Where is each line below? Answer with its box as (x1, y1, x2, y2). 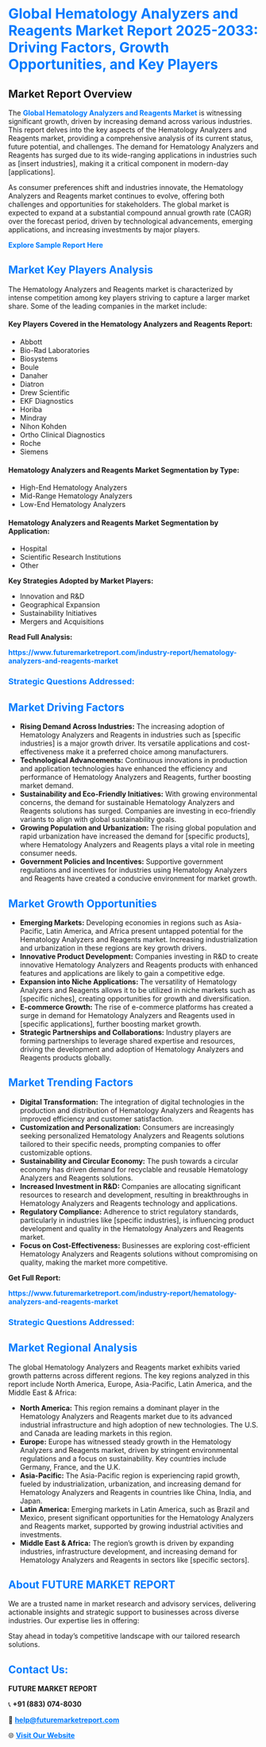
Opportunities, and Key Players (8, 56, 218, 74)
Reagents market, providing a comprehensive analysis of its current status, (8, 134, 253, 143)
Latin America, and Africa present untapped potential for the (46, 926, 244, 935)
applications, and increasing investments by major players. (8, 225, 200, 234)
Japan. (19, 1496, 43, 1505)
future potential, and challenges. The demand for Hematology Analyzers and (8, 142, 259, 151)
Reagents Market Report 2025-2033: (8, 21, 259, 40)
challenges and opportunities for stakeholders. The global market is (8, 199, 229, 209)
